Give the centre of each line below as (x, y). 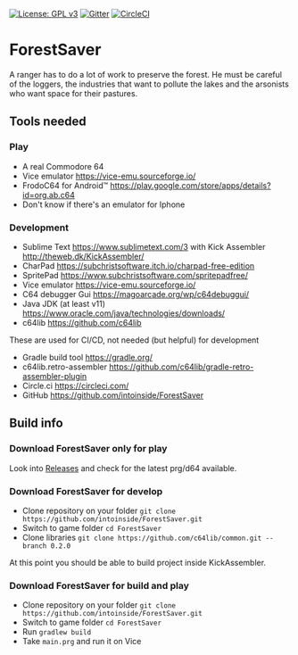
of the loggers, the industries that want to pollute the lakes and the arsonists (149, 84)
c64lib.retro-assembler (65, 367)
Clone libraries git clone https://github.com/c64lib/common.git (142, 537)
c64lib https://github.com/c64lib (82, 322)
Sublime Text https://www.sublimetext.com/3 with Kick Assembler (144, 246)
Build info (37, 423)
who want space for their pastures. (74, 93)
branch (34, 546)
